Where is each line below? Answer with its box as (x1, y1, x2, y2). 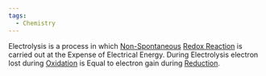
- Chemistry (15, 19, 56, 27)
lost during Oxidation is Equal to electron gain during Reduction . (8, 58, 220, 68)
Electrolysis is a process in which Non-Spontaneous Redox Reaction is (8, 41, 243, 50)
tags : (8, 11, 27, 20)
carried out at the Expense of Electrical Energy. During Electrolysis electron (8, 50, 259, 59)
